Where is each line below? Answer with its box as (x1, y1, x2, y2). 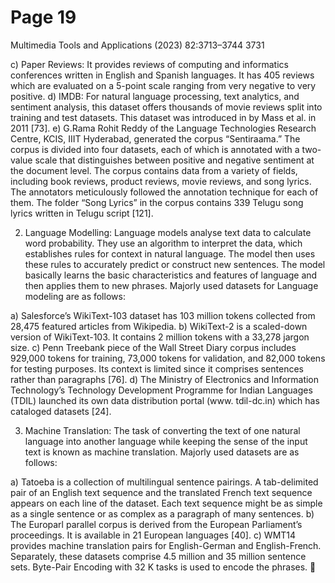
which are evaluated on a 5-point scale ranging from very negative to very (10, 79, 317, 91)
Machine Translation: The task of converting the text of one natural (24, 424, 301, 436)
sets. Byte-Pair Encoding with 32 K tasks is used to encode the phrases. (10, 561, 308, 573)
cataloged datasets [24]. (10, 405, 112, 417)
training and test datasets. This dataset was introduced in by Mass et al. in (10, 111, 317, 123)
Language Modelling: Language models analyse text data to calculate (24, 226, 312, 238)
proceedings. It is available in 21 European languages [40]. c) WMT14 (10, 529, 297, 541)
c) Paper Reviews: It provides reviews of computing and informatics (10, 58, 289, 70)
